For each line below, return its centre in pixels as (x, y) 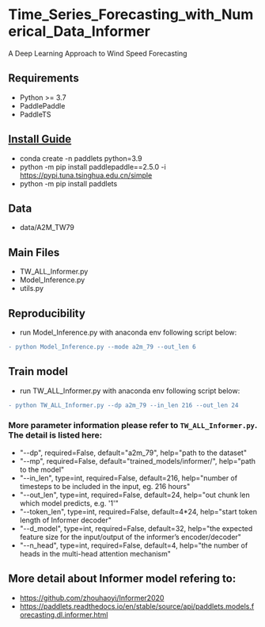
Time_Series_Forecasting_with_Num (131, 15)
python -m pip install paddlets (68, 183)
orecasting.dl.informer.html (64, 614)
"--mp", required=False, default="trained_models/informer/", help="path (137, 461)
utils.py (32, 289)
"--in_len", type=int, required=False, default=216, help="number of (129, 478)
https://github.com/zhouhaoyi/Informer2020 (92, 598)
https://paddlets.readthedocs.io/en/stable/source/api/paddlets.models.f (137, 606)
